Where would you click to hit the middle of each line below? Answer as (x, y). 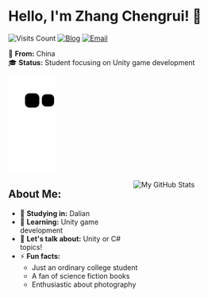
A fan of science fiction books (81, 276)
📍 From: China (32, 53)
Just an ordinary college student (85, 267)
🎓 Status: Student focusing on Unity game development (102, 62)
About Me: (35, 194)
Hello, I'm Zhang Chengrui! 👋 (105, 16)
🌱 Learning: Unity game (59, 222)
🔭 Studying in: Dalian (55, 213)
